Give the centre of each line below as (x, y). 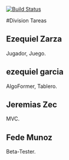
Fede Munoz (29, 137)
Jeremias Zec (32, 105)
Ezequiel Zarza (34, 39)
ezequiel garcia (35, 72)
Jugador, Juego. (26, 53)
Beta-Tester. (21, 152)
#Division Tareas (27, 20)
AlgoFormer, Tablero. (32, 86)
